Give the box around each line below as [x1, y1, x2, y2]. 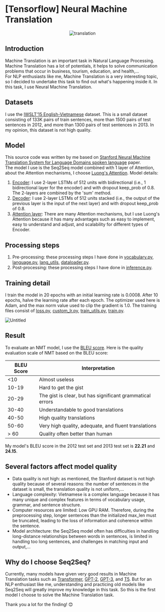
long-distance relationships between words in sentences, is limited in [12, 533, 152, 539]
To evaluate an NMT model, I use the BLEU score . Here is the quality [5, 344, 143, 351]
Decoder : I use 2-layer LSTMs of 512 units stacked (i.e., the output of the [12, 195, 160, 201]
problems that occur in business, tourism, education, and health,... [5, 68, 139, 74]
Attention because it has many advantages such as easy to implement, [12, 216, 156, 222]
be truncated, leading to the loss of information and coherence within [12, 517, 153, 523]
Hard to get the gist [39, 384, 83, 391]
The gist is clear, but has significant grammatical [39, 392, 151, 399]
